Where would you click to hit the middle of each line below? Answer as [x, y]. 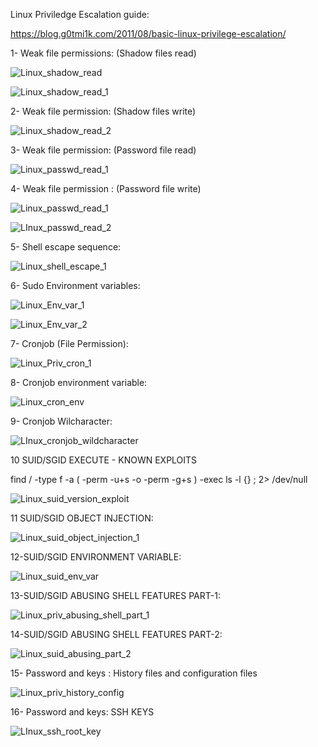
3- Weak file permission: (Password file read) [103, 150]
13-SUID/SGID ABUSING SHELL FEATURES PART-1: [115, 595]
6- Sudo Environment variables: [75, 285]
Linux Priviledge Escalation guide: [80, 14]
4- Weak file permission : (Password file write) [106, 188]
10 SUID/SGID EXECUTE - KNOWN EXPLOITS [104, 460]
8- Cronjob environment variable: [79, 382]
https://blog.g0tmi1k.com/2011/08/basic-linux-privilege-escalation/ [148, 33]
